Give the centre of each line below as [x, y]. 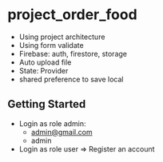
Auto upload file [45, 62]
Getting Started [47, 104]
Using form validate [52, 45]
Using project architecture [62, 37]
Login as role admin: [52, 123]
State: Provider [44, 70]
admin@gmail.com [62, 132]
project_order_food [72, 15]
